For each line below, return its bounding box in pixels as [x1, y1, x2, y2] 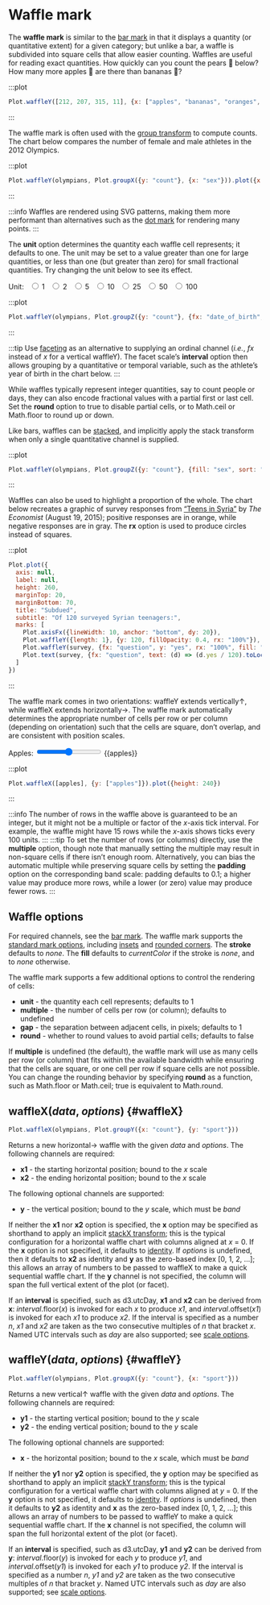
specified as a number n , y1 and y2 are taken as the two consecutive [8, 1570, 235, 1579]
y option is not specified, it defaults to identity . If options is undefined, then [8, 1494, 257, 1504]
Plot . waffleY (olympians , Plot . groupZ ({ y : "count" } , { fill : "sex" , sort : [8, 465, 257, 473]
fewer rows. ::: [8, 887, 56, 896]
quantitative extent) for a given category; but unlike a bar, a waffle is [8, 40, 235, 50]
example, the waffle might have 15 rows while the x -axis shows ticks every [8, 826, 256, 836]
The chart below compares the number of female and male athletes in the [8, 136, 252, 146]
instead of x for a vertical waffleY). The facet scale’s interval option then [8, 351, 248, 361]
